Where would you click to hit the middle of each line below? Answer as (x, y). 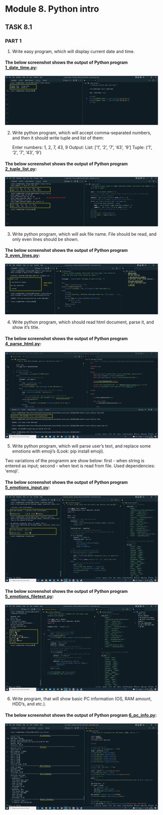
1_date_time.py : (21, 68)
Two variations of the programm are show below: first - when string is (75, 461)
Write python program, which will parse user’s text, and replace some (81, 446)
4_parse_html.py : (23, 343)
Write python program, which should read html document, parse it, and (83, 322)
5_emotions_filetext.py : (30, 597)
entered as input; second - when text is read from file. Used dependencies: (80, 466)
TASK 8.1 (19, 27)
